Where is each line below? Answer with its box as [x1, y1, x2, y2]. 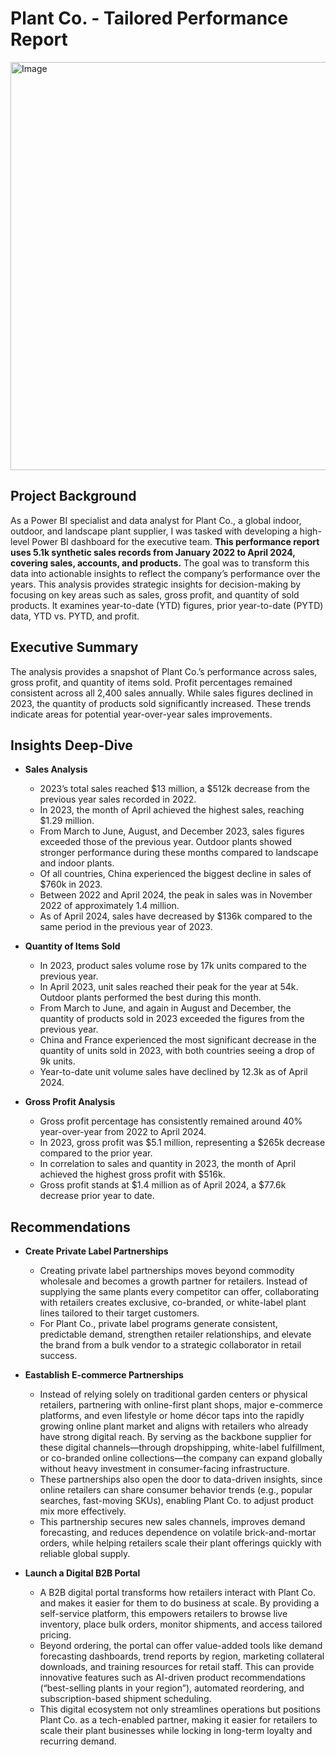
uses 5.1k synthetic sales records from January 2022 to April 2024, [10, 546, 296, 558]
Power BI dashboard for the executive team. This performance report [31, 535, 320, 547]
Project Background [10, 488, 137, 505]
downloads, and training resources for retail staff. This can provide [39, 1661, 315, 1673]
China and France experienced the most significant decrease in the [39, 1034, 317, 1046]
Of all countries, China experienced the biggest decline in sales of [39, 868, 312, 880]
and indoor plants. [39, 857, 115, 869]
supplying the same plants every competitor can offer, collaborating [39, 1286, 320, 1298]
